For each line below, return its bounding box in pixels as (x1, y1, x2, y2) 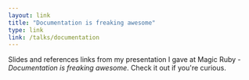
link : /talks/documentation (8, 33, 100, 42)
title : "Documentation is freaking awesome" (8, 19, 156, 27)
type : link (8, 26, 44, 34)
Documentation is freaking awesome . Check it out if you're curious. (8, 64, 227, 73)
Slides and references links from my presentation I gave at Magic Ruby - (8, 55, 241, 64)
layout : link (8, 11, 51, 20)
